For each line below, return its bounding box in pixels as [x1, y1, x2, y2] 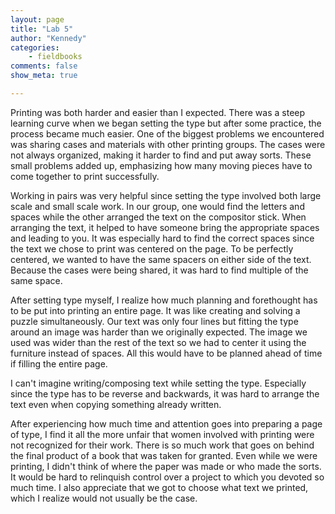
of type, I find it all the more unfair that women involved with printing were [10, 428, 315, 440]
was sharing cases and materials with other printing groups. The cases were [10, 138, 326, 150]
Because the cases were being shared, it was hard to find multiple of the [10, 264, 309, 276]
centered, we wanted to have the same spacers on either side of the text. [10, 253, 312, 265]
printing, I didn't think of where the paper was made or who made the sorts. [10, 460, 322, 472]
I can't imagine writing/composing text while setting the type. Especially [10, 377, 307, 389]
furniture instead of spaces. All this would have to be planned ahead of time [10, 347, 323, 359]
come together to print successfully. [10, 170, 160, 182]
